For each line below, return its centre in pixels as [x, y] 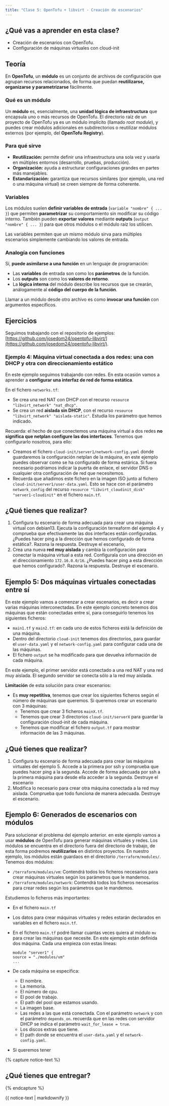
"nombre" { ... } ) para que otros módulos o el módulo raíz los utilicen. [79, 224]
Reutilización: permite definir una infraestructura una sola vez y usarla [86, 157]
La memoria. [33, 986]
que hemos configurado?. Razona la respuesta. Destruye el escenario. [86, 566]
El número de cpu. [39, 991]
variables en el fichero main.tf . [45, 923]
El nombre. [31, 981]
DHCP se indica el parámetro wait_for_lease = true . [75, 1024]
